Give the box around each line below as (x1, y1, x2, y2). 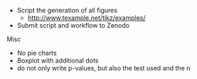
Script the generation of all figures (16, 6, 118, 14)
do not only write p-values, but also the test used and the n (16, 64, 191, 72)
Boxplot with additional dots (16, 56, 99, 65)
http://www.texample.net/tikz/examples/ (27, 14, 146, 22)
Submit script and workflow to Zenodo (16, 21, 129, 29)
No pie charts (16, 49, 58, 57)
